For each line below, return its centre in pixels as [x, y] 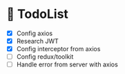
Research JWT [38, 41]
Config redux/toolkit [45, 57]
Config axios [35, 33]
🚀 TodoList [37, 14]
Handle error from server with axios [67, 64]
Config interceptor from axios [58, 49]
